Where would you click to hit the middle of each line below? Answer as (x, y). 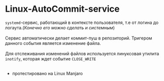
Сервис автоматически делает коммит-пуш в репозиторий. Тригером (79, 38)
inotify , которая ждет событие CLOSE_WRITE (51, 59)
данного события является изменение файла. (53, 43)
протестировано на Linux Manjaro (47, 73)
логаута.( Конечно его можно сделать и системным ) (60, 27)
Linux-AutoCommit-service (62, 9)
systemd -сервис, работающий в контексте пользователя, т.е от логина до (82, 22)
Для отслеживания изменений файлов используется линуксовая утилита (82, 53)
